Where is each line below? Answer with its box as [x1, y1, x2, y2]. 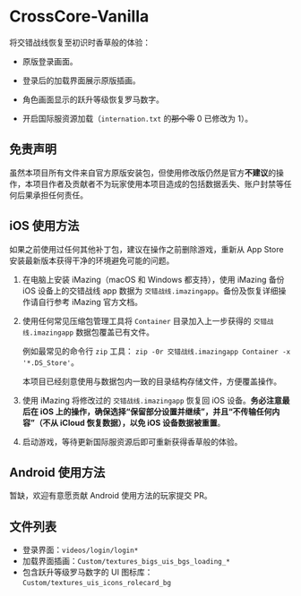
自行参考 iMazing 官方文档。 [38, 296, 143, 307]
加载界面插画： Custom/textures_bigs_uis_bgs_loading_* [21, 556, 230, 566]
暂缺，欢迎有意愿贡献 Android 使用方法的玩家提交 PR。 [9, 490, 212, 501]
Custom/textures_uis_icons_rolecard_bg [21, 579, 172, 588]
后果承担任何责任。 [16, 190, 88, 200]
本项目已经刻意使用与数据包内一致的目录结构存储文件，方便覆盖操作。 [21, 376, 282, 387]
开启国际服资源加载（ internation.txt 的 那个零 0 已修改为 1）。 [21, 113, 254, 123]
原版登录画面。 [21, 55, 78, 66]
